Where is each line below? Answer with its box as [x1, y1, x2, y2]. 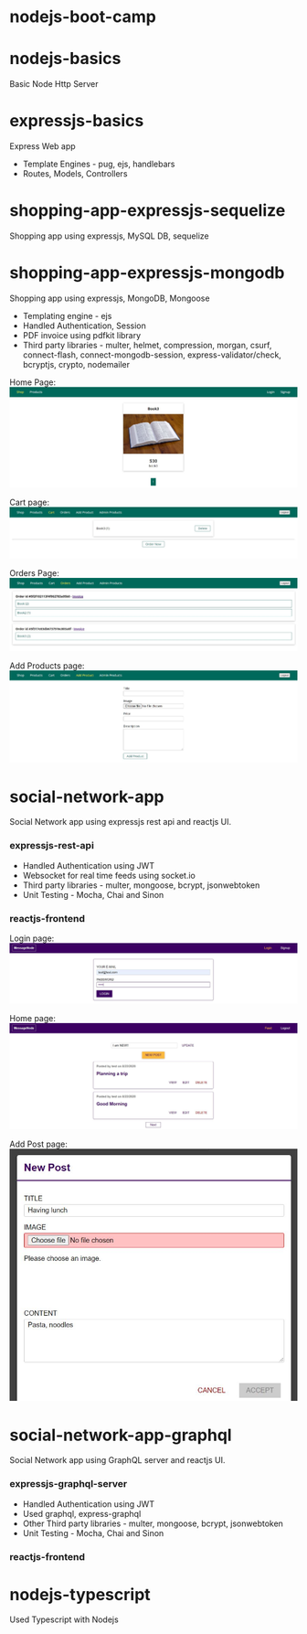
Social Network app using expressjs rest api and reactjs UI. [9, 817, 232, 828]
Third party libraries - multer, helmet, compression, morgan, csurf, [22, 339, 272, 350]
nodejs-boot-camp [9, 6, 157, 27]
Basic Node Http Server [9, 79, 99, 90]
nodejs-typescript [9, 1584, 151, 1605]
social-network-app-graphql [9, 1425, 232, 1446]
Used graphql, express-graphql [22, 1508, 142, 1519]
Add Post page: [9, 1138, 69, 1149]
